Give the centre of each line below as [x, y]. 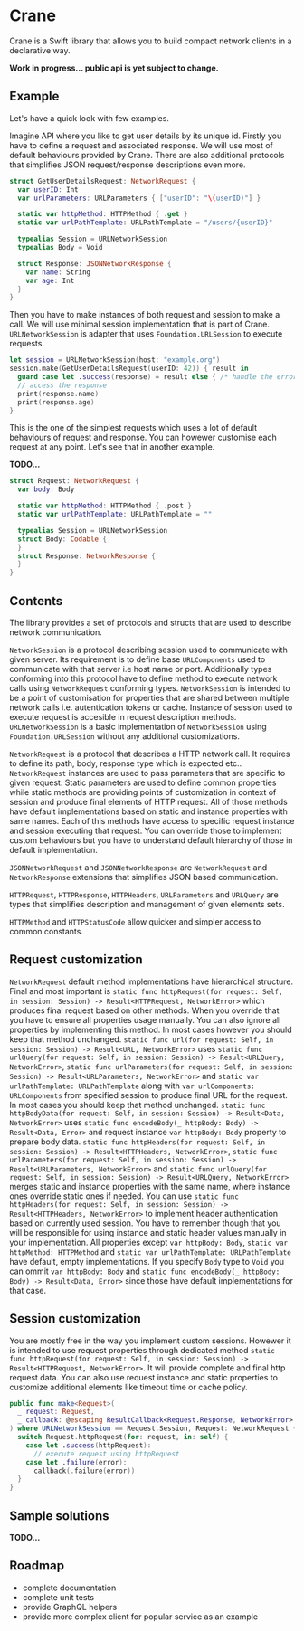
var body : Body [46, 489]
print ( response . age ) [56, 402]
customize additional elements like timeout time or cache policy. [129, 1387]
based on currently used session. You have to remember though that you [146, 1223]
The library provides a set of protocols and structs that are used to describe [151, 622]
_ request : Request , [56, 1412]
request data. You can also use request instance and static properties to [144, 1377]
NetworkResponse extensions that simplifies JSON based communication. [144, 877]
